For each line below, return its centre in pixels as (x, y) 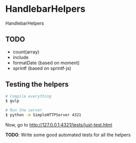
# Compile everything (28, 96)
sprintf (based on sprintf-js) (42, 68)
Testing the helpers (37, 85)
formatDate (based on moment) (46, 63)
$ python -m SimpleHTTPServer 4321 (43, 115)
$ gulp (12, 101)
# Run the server (24, 110)
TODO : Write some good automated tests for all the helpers (68, 135)
